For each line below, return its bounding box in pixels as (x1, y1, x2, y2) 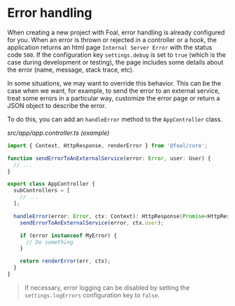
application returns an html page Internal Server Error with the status (7, 43, 213, 51)
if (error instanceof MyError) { (20, 232, 117, 239)
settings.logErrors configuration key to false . (24, 291, 160, 299)
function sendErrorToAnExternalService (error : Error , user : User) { (7, 154, 211, 162)
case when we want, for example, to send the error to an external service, (7, 86, 220, 95)
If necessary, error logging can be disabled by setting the (24, 283, 190, 292)
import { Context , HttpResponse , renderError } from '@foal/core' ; (7, 142, 208, 149)
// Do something (25, 239, 73, 246)
